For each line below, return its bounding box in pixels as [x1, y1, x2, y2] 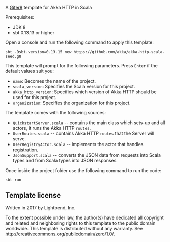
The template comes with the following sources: [5, 110, 106, 115]
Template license [5, 191, 61, 200]
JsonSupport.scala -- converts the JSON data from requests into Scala [12, 152, 161, 158]
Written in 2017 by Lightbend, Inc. [5, 204, 76, 211]
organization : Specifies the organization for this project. [12, 100, 131, 106]
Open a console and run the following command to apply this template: [5, 39, 154, 45]
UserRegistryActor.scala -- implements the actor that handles [12, 141, 144, 147]
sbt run [5, 177, 22, 182]
